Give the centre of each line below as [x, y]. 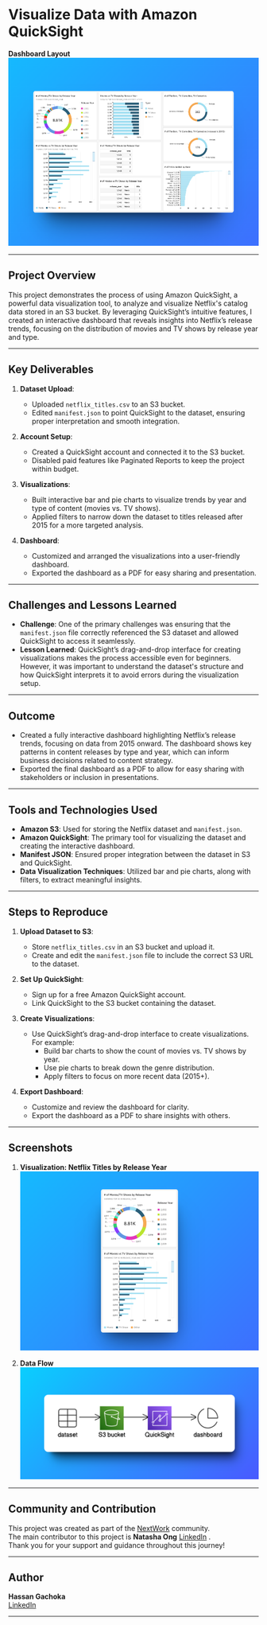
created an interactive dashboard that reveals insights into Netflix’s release [130, 320]
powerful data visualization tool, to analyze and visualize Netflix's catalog [128, 303]
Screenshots [41, 1148]
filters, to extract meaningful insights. [81, 880]
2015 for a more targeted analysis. [87, 525]
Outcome [32, 716]
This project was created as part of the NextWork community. [109, 1528]
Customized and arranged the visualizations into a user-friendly [136, 555]
